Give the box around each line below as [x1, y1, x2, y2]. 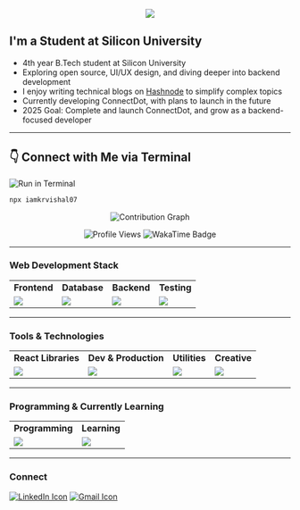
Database [62, 281, 104, 294]
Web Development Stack [9, 259, 119, 272]
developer [54, 114, 92, 125]
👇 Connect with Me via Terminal [9, 150, 192, 165]
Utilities [172, 352, 207, 364]
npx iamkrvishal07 [9, 195, 78, 205]
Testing [159, 281, 192, 294]
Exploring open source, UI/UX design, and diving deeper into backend [21, 67, 280, 78]
